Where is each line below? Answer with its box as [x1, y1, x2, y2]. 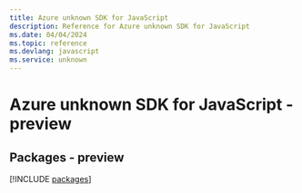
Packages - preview [9, 150, 125, 165]
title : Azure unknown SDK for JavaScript [9, 13, 169, 23]
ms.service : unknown [9, 55, 88, 64]
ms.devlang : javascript [9, 47, 100, 56]
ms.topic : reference [9, 38, 88, 48]
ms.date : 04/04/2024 [9, 30, 88, 39]
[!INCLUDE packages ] [9, 174, 92, 184]
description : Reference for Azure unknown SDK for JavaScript [9, 22, 250, 31]
